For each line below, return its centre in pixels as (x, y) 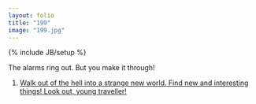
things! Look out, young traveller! (73, 91)
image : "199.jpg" (37, 30)
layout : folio (32, 15)
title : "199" (30, 23)
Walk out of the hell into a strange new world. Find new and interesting (134, 83)
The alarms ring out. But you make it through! (82, 68)
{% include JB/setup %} (47, 53)
